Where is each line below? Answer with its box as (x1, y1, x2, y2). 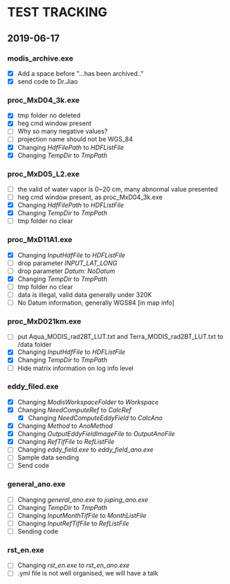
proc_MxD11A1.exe (7, 235, 72, 245)
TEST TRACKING (7, 4, 108, 20)
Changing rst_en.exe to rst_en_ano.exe (17, 561, 130, 570)
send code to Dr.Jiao (17, 77, 79, 85)
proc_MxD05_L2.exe (7, 169, 80, 179)
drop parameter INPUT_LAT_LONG (17, 258, 117, 267)
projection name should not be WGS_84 (17, 135, 134, 144)
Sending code (17, 527, 58, 535)
